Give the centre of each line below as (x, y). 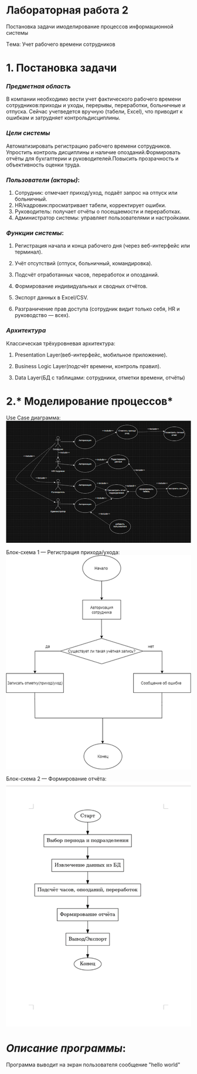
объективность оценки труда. (43, 165)
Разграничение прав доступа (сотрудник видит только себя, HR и (97, 309)
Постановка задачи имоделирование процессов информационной (90, 26)
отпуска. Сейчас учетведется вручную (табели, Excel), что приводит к (94, 112)
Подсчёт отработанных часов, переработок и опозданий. (87, 275)
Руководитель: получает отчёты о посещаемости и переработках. (98, 212)
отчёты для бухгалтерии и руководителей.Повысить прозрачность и (92, 158)
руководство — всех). (42, 315)
